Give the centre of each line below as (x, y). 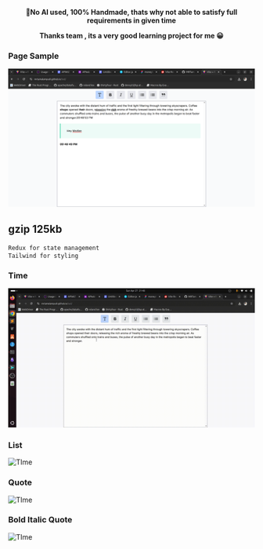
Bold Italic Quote (40, 520)
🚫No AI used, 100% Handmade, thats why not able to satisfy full (131, 12)
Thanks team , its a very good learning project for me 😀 (131, 36)
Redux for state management (54, 248)
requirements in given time (131, 20)
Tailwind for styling (43, 256)
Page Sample (34, 56)
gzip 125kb (35, 229)
